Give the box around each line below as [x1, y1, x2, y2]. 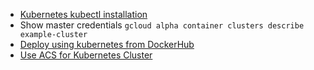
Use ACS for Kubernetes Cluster [19, 49, 153, 61]
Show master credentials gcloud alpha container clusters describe [19, 19, 305, 31]
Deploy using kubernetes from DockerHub [19, 39, 195, 50]
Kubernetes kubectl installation [19, 9, 148, 20]
